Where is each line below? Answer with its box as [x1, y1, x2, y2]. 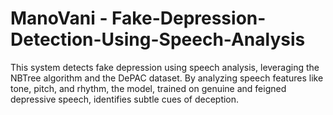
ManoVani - [10, 7, 108, 30]
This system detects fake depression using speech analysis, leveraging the [10, 61, 320, 73]
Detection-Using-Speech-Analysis [10, 28, 306, 51]
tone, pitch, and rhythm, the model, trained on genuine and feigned [10, 82, 287, 94]
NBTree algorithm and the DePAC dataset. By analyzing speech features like [10, 72, 324, 84]
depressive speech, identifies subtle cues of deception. [10, 93, 240, 105]
